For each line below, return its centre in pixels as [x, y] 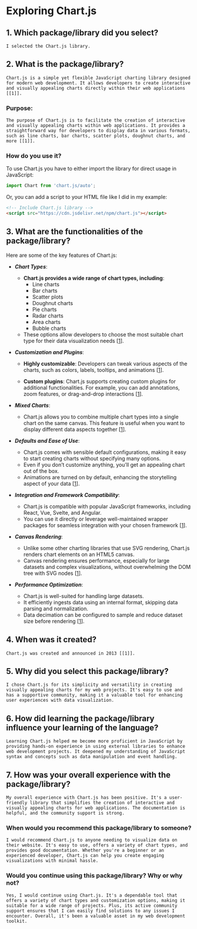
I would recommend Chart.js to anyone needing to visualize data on [92, 840]
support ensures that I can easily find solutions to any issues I [91, 911]
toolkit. [17, 921]
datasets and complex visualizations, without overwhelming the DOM [107, 567]
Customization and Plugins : [49, 352]
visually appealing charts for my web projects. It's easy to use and [94, 690]
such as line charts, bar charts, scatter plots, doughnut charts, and [96, 136]
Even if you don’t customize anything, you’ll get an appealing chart [104, 464]
